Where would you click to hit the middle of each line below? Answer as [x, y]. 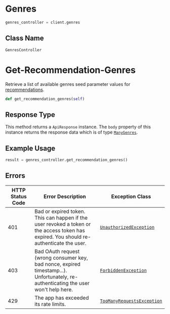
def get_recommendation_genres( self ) [45, 99]
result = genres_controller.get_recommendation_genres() [67, 160]
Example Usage [30, 148]
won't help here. [54, 289]
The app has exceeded [62, 298]
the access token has [60, 230]
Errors [15, 176]
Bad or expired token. [60, 211]
